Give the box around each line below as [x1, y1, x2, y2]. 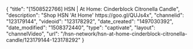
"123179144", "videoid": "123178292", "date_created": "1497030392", [6, 18, 174, 24]
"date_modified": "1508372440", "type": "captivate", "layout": [6, 24, 156, 31]
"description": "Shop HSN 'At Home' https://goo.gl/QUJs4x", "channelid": [6, 12, 184, 19]
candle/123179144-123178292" [6, 37, 81, 43]
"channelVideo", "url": [6, 30, 60, 37]
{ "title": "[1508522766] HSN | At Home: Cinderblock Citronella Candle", [6, 6, 180, 12]
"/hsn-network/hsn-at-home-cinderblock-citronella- [61, 30, 188, 37]
